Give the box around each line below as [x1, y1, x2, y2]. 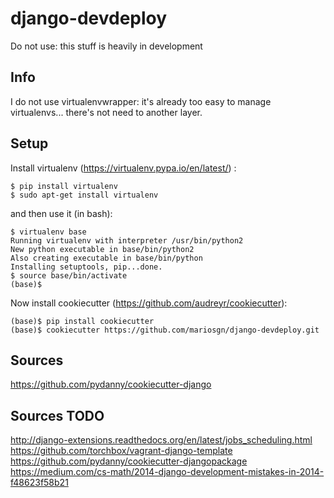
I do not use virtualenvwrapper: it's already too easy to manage [10, 95, 272, 107]
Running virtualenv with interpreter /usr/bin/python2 [10, 235, 244, 246]
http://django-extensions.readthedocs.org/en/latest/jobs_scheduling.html [10, 434, 313, 446]
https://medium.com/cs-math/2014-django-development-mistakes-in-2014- [10, 466, 325, 478]
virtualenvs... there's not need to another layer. [10, 106, 203, 118]
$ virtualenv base [10, 227, 87, 237]
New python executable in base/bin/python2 [10, 244, 195, 254]
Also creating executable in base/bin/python [10, 253, 203, 263]
